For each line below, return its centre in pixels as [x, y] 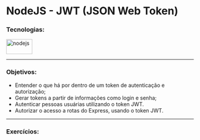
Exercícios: [23, 131]
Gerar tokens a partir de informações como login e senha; [85, 98]
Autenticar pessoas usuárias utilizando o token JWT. [79, 104]
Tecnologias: [25, 30]
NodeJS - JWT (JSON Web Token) [92, 11]
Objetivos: [21, 72]
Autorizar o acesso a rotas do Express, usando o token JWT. [89, 110]
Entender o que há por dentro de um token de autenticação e [90, 85]
